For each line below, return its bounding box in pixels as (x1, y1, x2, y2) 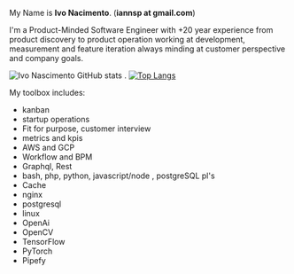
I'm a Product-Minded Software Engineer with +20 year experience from (9, 25, 274, 35)
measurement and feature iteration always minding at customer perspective (9, 43, 286, 54)
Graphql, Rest (21, 161, 73, 171)
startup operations (21, 114, 90, 124)
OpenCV (21, 227, 54, 238)
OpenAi (21, 217, 50, 228)
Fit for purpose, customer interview (21, 123, 151, 134)
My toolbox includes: (9, 88, 86, 98)
